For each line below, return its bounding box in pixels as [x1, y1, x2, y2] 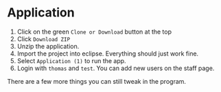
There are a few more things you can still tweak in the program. [7, 77, 187, 85]
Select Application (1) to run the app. [16, 56, 126, 65]
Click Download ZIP [16, 34, 71, 43]
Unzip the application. [16, 42, 80, 50]
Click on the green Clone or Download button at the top [16, 27, 172, 36]
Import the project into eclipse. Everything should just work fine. [16, 49, 199, 58]
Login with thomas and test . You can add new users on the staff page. [16, 64, 215, 72]
